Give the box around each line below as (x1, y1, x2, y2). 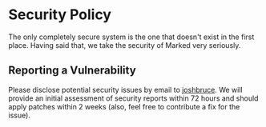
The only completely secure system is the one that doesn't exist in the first (8, 32, 255, 42)
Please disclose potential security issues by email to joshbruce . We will (8, 85, 243, 94)
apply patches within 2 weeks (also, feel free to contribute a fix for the (8, 101, 240, 111)
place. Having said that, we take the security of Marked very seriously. (8, 40, 241, 50)
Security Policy (8, 6, 112, 24)
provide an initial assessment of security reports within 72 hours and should (8, 93, 259, 103)
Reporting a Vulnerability (8, 64, 136, 77)
